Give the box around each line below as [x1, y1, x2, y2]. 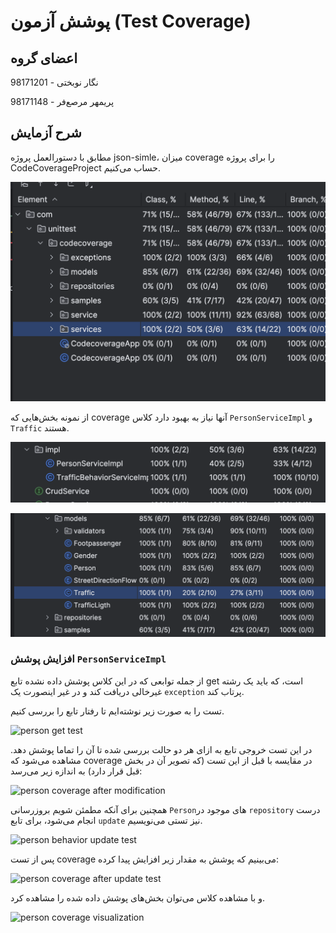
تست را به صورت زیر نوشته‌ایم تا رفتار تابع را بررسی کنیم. [10, 705, 225, 717]
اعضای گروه [10, 50, 78, 67]
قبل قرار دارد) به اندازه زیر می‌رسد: [10, 765, 143, 777]
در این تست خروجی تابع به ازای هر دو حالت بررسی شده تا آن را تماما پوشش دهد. [10, 743, 313, 755]
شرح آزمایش [10, 125, 82, 142]
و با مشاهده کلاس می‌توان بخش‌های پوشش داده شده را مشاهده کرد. [10, 891, 265, 904]
